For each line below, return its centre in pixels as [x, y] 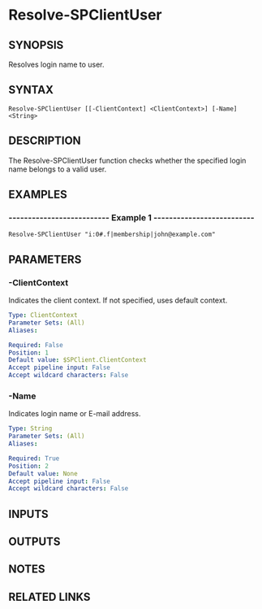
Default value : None [43, 473]
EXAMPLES [38, 195]
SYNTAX [31, 90]
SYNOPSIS [36, 45]
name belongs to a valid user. [58, 169]
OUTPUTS [34, 542]
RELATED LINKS [49, 596]
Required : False [36, 345]
